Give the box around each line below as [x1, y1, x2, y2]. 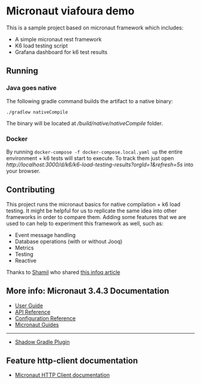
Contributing [6, 185, 55, 195]
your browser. [6, 167, 41, 175]
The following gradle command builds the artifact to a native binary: [6, 97, 173, 104]
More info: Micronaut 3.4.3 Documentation [6, 286, 169, 296]
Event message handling [14, 231, 76, 238]
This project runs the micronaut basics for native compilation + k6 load [6, 200, 181, 208]
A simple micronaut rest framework [14, 35, 102, 43]
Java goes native [6, 84, 57, 92]
